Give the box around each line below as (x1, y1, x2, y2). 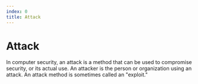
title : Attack (6, 14, 41, 20)
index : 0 (6, 8, 28, 15)
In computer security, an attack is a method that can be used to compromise (6, 59, 192, 66)
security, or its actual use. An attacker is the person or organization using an (6, 65, 192, 72)
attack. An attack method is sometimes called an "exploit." (6, 71, 148, 78)
